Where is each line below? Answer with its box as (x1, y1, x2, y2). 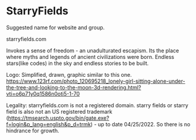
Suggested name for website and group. (6, 24, 105, 31)
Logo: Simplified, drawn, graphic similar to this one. (6, 71, 132, 78)
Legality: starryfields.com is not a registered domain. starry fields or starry (6, 101, 189, 108)
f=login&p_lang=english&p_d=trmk (6, 120, 91, 127)
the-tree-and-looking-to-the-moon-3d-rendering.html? (6, 83, 141, 91)
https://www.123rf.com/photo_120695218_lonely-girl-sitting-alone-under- (6, 77, 185, 85)
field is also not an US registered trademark (6, 108, 113, 115)
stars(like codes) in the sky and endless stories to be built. (6, 60, 149, 67)
